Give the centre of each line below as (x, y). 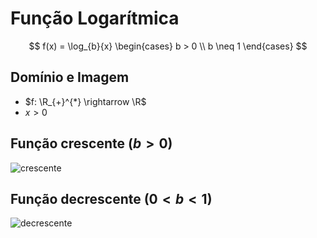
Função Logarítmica (95, 18)
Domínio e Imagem (70, 77)
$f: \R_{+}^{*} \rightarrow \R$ (85, 101)
